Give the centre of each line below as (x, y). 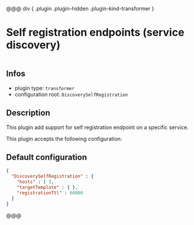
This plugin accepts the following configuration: (64, 139)
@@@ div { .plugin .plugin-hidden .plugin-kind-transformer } (80, 9)
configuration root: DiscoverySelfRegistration (71, 94)
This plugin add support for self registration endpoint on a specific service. (97, 127)
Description (28, 113)
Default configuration (47, 157)
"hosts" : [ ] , (35, 182)
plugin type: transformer (45, 88)
